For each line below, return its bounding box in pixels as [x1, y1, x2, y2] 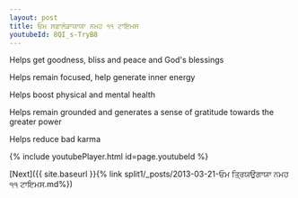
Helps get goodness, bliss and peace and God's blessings [9, 55, 224, 66]
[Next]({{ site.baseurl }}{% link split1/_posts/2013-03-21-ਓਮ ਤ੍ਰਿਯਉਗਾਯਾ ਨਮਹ [9, 168, 289, 180]
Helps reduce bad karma [9, 134, 101, 145]
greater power [9, 116, 62, 127]
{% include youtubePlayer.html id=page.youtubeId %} [9, 151, 209, 162]
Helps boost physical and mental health [9, 89, 155, 100]
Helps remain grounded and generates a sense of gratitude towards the [9, 107, 275, 118]
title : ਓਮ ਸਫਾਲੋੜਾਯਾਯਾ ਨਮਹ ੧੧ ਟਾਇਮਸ [9, 22, 139, 31]
